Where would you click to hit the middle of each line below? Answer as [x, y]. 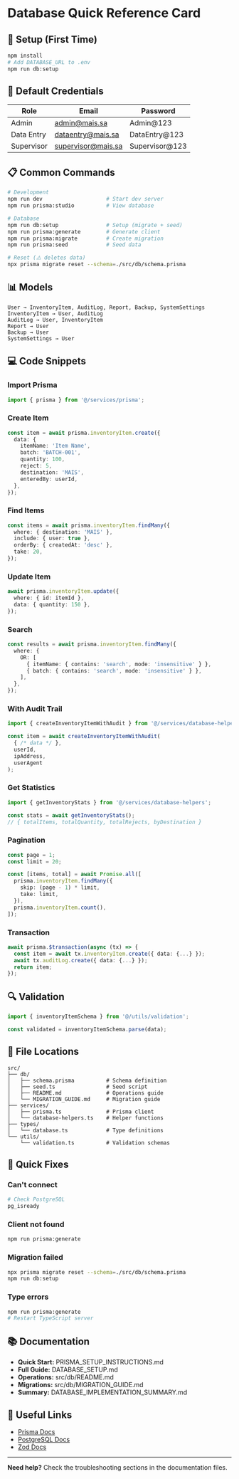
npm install [25, 56]
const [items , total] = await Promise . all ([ [74, 874]
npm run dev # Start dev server [85, 199]
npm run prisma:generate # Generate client [84, 232]
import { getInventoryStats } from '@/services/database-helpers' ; [110, 802]
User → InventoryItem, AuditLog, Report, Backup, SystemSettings [106, 307]
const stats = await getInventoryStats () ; [71, 815]
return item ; [33, 967]
